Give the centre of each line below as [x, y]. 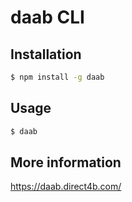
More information [66, 162]
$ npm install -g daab [57, 77]
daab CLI [47, 17]
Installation [46, 54]
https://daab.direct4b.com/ [66, 187]
